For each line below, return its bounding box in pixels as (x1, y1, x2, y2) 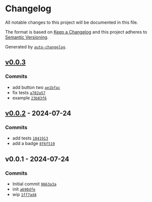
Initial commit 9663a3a (12, 181, 57, 187)
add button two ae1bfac (12, 84, 60, 90)
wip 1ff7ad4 (12, 192, 37, 197)
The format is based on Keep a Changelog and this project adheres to (5, 29, 148, 35)
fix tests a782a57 (12, 90, 46, 96)
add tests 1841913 (12, 135, 49, 141)
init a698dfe (12, 186, 36, 192)
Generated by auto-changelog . (5, 44, 67, 50)
